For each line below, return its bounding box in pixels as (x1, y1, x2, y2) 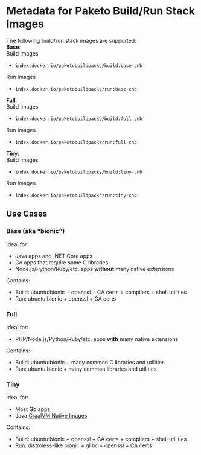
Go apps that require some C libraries (14, 258, 109, 266)
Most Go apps (14, 406, 50, 413)
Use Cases (6, 209, 48, 219)
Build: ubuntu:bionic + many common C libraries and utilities (14, 358, 165, 366)
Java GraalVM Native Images (14, 412, 88, 419)
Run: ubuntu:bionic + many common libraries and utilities (14, 365, 157, 372)
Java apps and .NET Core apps (14, 252, 93, 259)
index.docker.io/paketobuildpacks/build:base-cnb (14, 62, 143, 69)
